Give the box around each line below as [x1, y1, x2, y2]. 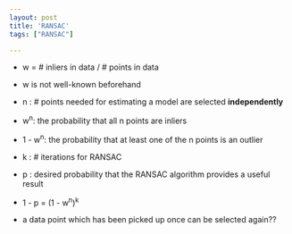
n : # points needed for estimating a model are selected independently [21, 96, 284, 107]
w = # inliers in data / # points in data [21, 62, 159, 72]
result [21, 178, 44, 188]
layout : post [9, 13, 58, 22]
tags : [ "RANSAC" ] [9, 29, 74, 38]
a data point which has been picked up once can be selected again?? [21, 214, 277, 225]
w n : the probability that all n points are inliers [21, 113, 188, 126]
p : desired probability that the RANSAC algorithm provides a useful [21, 169, 271, 180]
